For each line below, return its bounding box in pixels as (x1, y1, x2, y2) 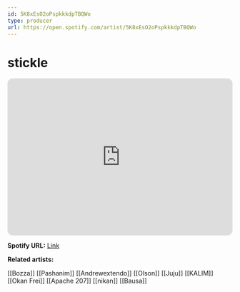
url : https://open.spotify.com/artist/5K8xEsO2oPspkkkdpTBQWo (7, 24, 196, 31)
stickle (7, 54, 49, 71)
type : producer (7, 17, 53, 24)
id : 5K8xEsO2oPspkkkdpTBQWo (7, 10, 91, 18)
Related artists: (7, 255, 54, 264)
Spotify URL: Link (7, 241, 60, 250)
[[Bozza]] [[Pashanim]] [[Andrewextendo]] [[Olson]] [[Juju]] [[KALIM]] (7, 269, 214, 278)
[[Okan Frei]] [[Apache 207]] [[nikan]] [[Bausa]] (7, 276, 148, 286)
